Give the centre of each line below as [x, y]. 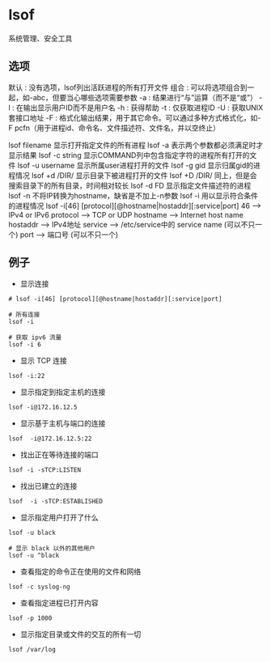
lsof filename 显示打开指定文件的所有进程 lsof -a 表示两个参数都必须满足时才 [136, 145]
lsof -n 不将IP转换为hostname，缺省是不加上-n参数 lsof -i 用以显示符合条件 [133, 195]
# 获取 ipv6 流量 [35, 337]
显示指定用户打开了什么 [59, 517]
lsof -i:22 [27, 376]
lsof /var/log [32, 649]
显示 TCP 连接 [43, 360]
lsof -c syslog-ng [39, 587]
